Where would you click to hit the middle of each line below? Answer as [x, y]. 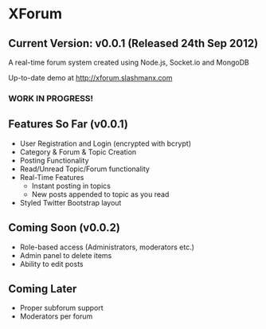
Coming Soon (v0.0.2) [65, 228]
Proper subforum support [61, 308]
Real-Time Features [52, 177]
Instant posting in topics [71, 186]
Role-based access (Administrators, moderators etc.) [107, 247]
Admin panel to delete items [66, 255]
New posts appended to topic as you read [100, 194]
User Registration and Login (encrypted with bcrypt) [105, 143]
